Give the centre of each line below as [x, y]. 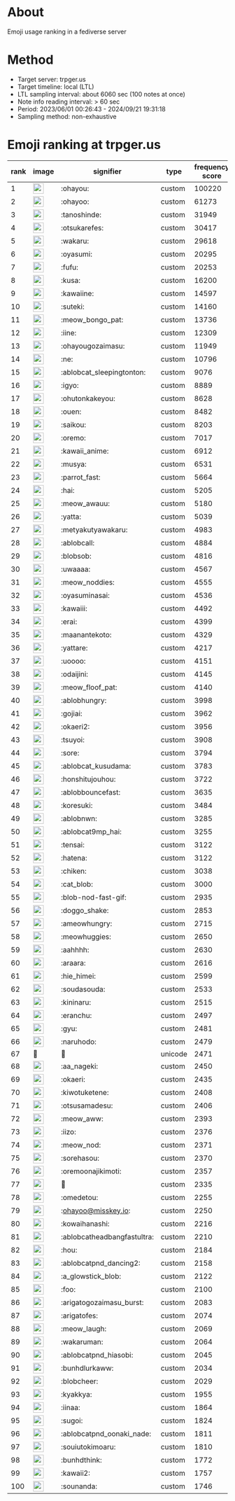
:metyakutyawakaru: [94, 529]
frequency [212, 167]
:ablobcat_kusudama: [96, 766]
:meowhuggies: [86, 937]
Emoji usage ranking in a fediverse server [67, 32]
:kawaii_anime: [85, 451]
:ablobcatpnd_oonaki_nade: [106, 1434]
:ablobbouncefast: [91, 792]
